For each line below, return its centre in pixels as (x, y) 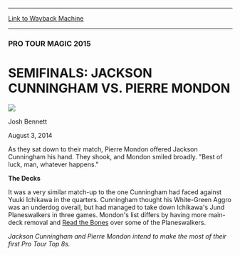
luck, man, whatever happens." (53, 164)
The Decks (25, 178)
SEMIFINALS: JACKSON (80, 73)
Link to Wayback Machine (46, 18)
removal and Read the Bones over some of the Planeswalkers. (115, 222)
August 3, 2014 (30, 135)
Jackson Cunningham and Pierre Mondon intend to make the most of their (118, 236)
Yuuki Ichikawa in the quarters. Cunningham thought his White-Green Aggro (120, 199)
